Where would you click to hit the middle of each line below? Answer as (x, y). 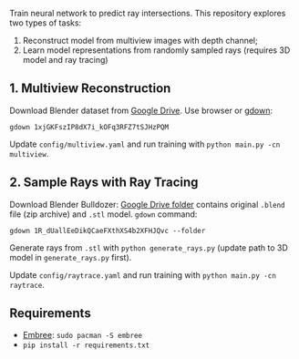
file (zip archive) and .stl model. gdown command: (103, 214)
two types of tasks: (46, 23)
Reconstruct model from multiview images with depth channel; (140, 41)
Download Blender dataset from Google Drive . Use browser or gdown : (141, 110)
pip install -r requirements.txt (86, 345)
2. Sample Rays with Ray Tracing (104, 183)
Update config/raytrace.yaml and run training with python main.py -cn (143, 275)
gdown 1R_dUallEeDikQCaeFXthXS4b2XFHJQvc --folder (108, 231)
